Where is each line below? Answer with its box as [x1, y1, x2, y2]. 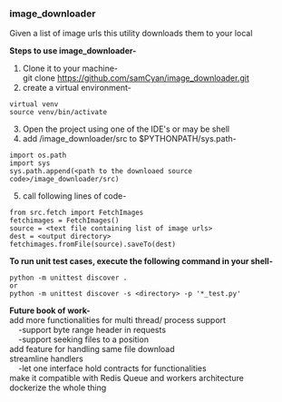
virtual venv [9, 100, 59, 109]
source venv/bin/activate [9, 108, 107, 117]
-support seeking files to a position [17, 334, 150, 345]
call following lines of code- [22, 191, 127, 201]
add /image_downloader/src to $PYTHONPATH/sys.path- [22, 133, 238, 144]
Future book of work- [9, 305, 91, 316]
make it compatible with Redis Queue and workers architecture [9, 373, 245, 384]
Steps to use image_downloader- [9, 45, 137, 56]
